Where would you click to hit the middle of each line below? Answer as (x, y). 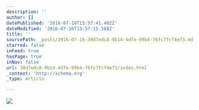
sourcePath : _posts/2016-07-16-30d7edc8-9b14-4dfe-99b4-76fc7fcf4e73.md (100, 40)
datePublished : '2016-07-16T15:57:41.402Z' (62, 23)
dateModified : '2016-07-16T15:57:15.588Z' (60, 29)
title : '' (19, 34)
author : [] (20, 17)
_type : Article (25, 79)
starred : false (25, 46)
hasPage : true (24, 57)
